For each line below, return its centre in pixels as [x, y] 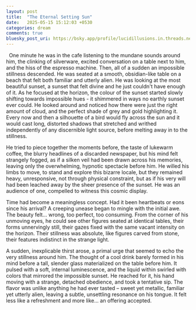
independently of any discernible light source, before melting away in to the [97, 130]
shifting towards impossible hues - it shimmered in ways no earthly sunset [95, 99]
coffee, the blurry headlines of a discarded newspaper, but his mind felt [92, 154]
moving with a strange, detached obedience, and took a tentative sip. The [94, 282]
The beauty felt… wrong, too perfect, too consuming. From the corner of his [97, 215]
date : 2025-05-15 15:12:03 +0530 [49, 22]
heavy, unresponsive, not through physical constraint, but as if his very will [96, 178]
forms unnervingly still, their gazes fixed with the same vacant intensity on [95, 227]
